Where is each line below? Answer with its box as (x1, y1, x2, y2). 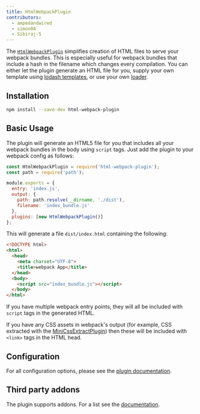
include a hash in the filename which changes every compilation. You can (6, 61, 188, 68)
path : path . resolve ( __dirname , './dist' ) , (17, 197, 125, 203)
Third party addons (6, 385, 80, 395)
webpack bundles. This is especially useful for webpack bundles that (6, 54, 177, 61)
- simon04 (11, 25, 36, 32)
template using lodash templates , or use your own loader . (6, 73, 148, 81)
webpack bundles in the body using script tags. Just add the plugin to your (6, 146, 194, 153)
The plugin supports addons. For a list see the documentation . (6, 401, 160, 408)
